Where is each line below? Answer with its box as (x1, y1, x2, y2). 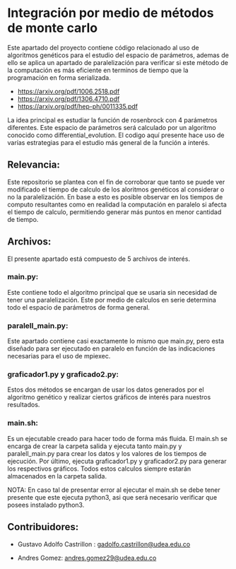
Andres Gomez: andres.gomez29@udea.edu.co (17, 553, 157, 562)
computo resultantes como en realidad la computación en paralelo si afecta (7, 200, 228, 209)
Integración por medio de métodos (7, 5, 214, 21)
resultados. (7, 401, 40, 409)
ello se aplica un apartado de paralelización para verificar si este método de (7, 58, 228, 66)
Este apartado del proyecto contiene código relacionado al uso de (7, 43, 199, 52)
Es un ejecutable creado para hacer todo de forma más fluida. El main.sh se (7, 434, 228, 442)
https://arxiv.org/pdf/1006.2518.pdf (17, 87, 120, 95)
